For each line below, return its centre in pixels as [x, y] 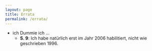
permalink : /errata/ [27, 19]
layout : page [19, 10]
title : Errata [20, 14]
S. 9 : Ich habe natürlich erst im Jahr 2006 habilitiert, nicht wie [83, 38]
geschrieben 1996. [39, 44]
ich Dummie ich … [31, 33]
